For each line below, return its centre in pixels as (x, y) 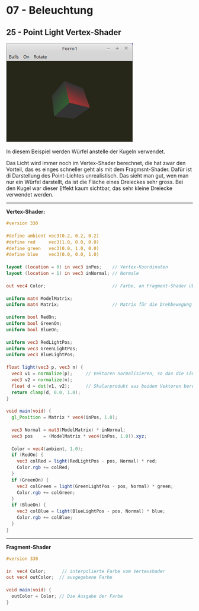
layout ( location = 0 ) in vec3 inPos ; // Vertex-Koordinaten (87, 267)
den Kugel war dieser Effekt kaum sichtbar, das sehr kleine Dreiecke (89, 188)
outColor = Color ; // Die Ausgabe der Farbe (67, 596)
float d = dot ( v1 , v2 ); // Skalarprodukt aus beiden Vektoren (97, 386)
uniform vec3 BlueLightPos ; (41, 355)
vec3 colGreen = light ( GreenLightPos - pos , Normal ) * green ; (95, 486)
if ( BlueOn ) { (29, 505)
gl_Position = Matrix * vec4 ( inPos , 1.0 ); (65, 417)
